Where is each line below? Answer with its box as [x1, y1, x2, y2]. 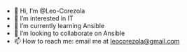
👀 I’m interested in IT [13, 14, 74, 22]
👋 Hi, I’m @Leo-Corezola [13, 7, 85, 15]
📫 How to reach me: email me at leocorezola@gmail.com [13, 37, 180, 45]
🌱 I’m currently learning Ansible [13, 22, 105, 30]
